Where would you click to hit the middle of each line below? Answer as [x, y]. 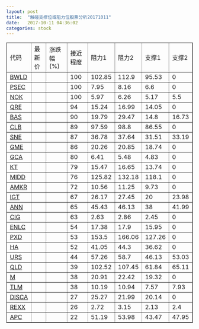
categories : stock [29, 28]
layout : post [22, 12]
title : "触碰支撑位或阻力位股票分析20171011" [59, 17]
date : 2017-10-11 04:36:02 [42, 23]
